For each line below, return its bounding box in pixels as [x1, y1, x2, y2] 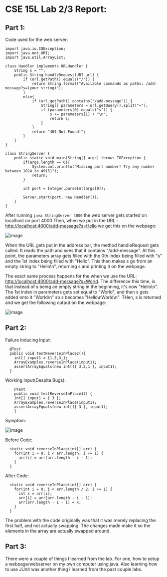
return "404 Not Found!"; [31, 129, 86, 134]
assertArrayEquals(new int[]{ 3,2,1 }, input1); [14, 364, 117, 369]
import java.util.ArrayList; [5, 55, 66, 60]
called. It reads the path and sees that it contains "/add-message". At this [5, 248, 156, 253]
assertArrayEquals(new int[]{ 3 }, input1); [14, 404, 108, 409]
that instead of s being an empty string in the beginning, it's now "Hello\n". [5, 284, 159, 289]
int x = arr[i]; [18, 491, 52, 496]
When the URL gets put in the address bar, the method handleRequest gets [5, 242, 160, 248]
